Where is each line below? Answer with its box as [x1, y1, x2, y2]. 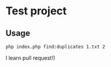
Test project [5, 4, 67, 18]
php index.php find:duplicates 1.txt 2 [5, 44, 106, 50]
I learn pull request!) [5, 54, 55, 61]
